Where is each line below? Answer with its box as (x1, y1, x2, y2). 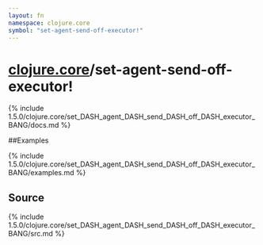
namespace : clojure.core (8, 19, 90, 27)
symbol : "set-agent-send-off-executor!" (8, 26, 144, 34)
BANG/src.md (8, 229, 54, 239)
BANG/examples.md (8, 168, 74, 178)
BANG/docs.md (8, 121, 59, 130)
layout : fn (8, 11, 44, 20)
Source (8, 191, 45, 205)
